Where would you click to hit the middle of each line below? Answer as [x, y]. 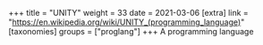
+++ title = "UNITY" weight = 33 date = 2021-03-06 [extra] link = [129, 13]
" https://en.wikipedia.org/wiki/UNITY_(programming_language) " [127, 22]
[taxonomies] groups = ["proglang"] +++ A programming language [131, 31]
